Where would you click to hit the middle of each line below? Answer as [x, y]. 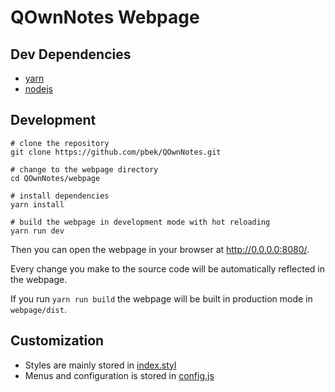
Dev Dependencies [71, 54]
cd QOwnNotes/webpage [55, 178]
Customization [57, 341]
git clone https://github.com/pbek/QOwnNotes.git [116, 152]
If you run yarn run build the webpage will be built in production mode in [161, 298]
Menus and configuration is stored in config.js [119, 375]
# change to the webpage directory [84, 169]
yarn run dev [37, 231]
